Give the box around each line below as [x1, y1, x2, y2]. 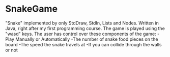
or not [5, 47, 18, 53]
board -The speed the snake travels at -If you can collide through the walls [5, 41, 162, 47]
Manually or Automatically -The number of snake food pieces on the [15, 36, 158, 42]
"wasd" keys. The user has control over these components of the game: [5, 31, 156, 37]
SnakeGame [5, 3, 58, 15]
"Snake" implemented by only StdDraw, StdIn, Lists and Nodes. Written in [5, 20, 159, 26]
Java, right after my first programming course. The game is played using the [5, 25, 165, 31]
